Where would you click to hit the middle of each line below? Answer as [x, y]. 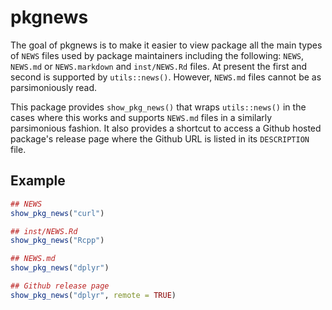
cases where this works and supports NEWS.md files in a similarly [141, 117]
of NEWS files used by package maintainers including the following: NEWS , [157, 55]
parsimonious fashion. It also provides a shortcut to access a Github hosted [166, 128]
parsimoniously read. [54, 87]
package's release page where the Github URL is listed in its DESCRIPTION [160, 138]
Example [38, 181]
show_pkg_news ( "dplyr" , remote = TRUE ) [93, 295]
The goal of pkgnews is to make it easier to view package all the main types [166, 45]
